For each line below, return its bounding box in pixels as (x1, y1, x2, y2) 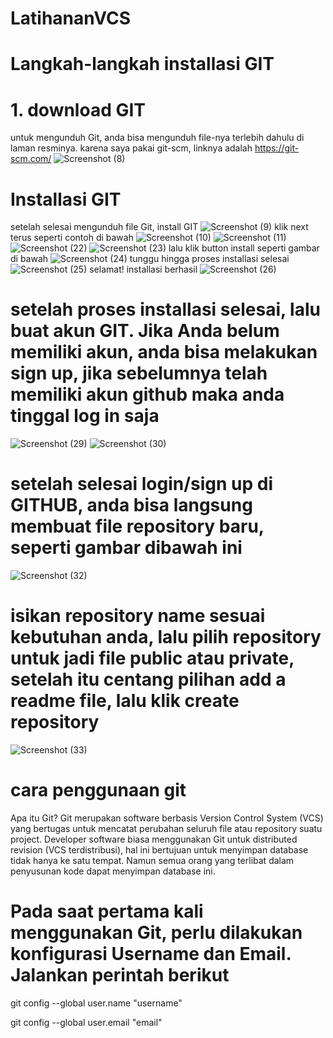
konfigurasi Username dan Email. (10, 943, 292, 966)
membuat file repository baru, (10, 515, 265, 538)
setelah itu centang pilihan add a (10, 668, 287, 691)
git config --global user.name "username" (10, 997, 183, 1009)
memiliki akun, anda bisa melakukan (10, 341, 318, 364)
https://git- (254, 142, 300, 154)
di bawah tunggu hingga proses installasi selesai (10, 253, 290, 265)
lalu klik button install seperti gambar (168, 242, 320, 254)
